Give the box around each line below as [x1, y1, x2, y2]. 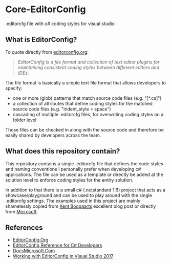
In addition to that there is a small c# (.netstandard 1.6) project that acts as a [5, 187, 165, 193]
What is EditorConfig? [5, 35, 77, 44]
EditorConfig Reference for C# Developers [12, 242, 102, 249]
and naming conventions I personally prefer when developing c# [5, 166, 141, 172]
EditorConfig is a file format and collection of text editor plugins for [17, 59, 160, 65]
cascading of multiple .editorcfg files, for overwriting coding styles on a [12, 111, 164, 117]
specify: [5, 85, 23, 91]
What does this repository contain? [5, 147, 120, 156]
